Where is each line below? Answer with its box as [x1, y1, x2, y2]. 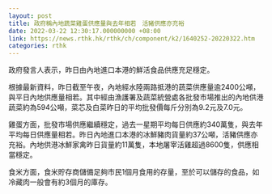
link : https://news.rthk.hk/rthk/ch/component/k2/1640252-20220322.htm [8, 34, 255, 43]
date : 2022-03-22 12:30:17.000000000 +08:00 [8, 27, 161, 35]
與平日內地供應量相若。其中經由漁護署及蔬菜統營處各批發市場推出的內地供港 [8, 92, 264, 102]
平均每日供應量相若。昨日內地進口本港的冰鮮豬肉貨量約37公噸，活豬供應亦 [8, 130, 258, 140]
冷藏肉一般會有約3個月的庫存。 [8, 177, 113, 187]
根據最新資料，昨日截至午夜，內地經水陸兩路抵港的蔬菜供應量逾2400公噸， [8, 82, 261, 92]
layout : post [8, 11, 53, 20]
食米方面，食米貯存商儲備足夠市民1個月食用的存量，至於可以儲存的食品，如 [8, 167, 260, 177]
